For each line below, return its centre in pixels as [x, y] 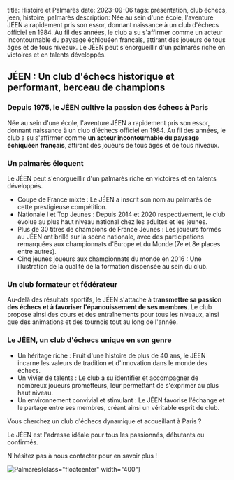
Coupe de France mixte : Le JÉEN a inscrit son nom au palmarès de [114, 199]
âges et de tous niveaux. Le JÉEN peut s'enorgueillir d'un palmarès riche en [116, 47]
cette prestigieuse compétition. [62, 206]
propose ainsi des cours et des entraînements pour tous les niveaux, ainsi [113, 315]
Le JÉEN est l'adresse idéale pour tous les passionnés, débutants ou [106, 435]
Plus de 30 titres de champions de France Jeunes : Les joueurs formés [119, 229]
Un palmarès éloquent [45, 163]
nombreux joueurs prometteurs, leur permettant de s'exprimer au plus [118, 385]
